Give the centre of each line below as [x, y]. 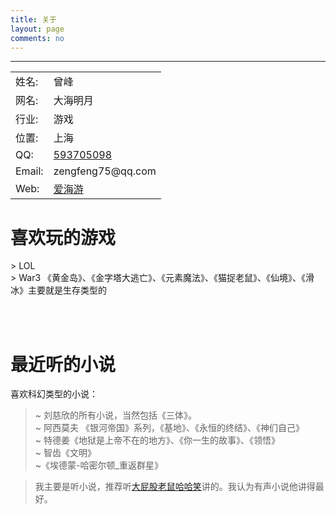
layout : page [37, 29]
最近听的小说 [63, 364]
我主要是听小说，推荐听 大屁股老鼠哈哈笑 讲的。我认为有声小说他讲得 [175, 487]
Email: [29, 171]
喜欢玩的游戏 [63, 237]
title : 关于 [33, 19]
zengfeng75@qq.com [105, 171]
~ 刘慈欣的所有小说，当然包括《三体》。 [115, 415]
